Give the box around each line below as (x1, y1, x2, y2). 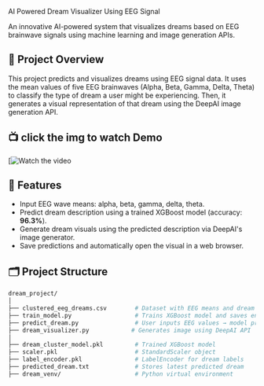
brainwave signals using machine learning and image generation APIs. (8, 31, 236, 39)
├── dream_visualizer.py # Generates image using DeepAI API (8, 326, 251, 334)
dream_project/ (8, 290, 58, 298)
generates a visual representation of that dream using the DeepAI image (8, 98, 241, 108)
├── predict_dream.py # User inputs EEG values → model (8, 318, 247, 327)
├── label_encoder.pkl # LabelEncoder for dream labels (8, 355, 244, 364)
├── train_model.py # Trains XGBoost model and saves (8, 311, 247, 319)
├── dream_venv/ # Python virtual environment (8, 369, 234, 378)
